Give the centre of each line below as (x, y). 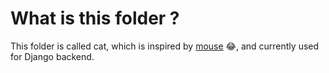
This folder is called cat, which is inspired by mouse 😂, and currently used (165, 46)
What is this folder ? (95, 18)
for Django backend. (52, 56)
